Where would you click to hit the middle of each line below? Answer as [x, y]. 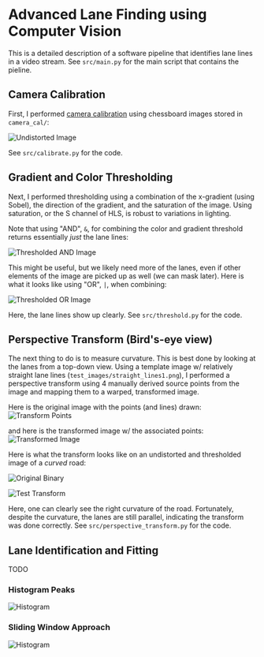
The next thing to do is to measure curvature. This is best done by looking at [132, 358]
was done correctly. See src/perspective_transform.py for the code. [120, 525]
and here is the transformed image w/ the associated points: [106, 431]
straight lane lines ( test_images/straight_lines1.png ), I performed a [119, 375]
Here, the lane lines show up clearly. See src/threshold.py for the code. [125, 315]
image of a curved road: [47, 463]
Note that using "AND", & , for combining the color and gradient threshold [125, 228]
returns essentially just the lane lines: [68, 237]
